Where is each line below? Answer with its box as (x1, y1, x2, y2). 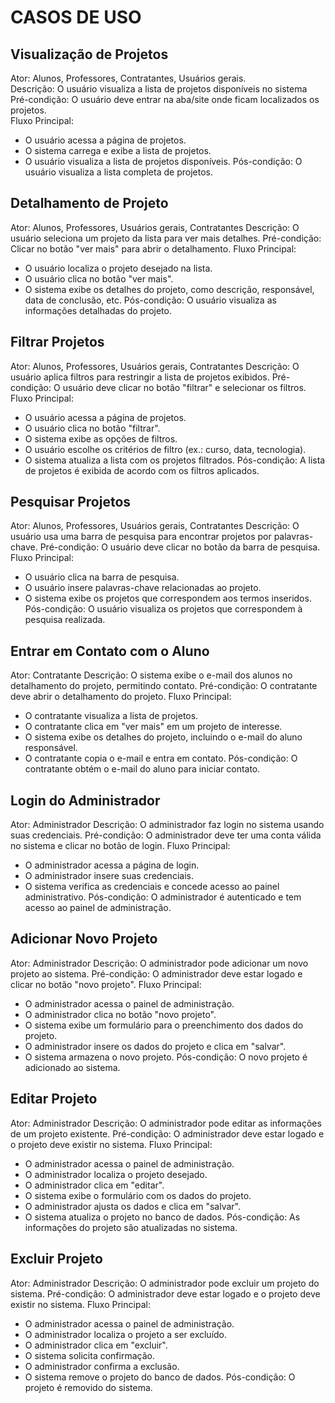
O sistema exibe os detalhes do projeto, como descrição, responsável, (24, 283, 315, 295)
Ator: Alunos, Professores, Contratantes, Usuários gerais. (10, 72, 247, 84)
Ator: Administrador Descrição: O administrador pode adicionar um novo (10, 957, 309, 969)
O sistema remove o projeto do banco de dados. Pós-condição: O (24, 1371, 296, 1383)
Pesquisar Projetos (10, 494, 132, 511)
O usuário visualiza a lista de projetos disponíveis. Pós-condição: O (24, 156, 303, 167)
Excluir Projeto (10, 1251, 103, 1268)
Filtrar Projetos (10, 334, 105, 351)
